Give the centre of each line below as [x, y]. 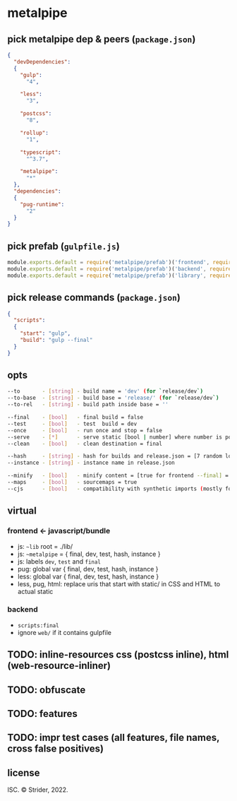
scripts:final [38, 625]
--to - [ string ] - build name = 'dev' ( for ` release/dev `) [105, 391]
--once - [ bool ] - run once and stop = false [85, 430]
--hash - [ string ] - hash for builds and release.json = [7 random [115, 456]
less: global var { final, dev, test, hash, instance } [88, 576]
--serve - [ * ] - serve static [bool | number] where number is [115, 437]
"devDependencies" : [42, 61]
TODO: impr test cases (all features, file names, [114, 738]
